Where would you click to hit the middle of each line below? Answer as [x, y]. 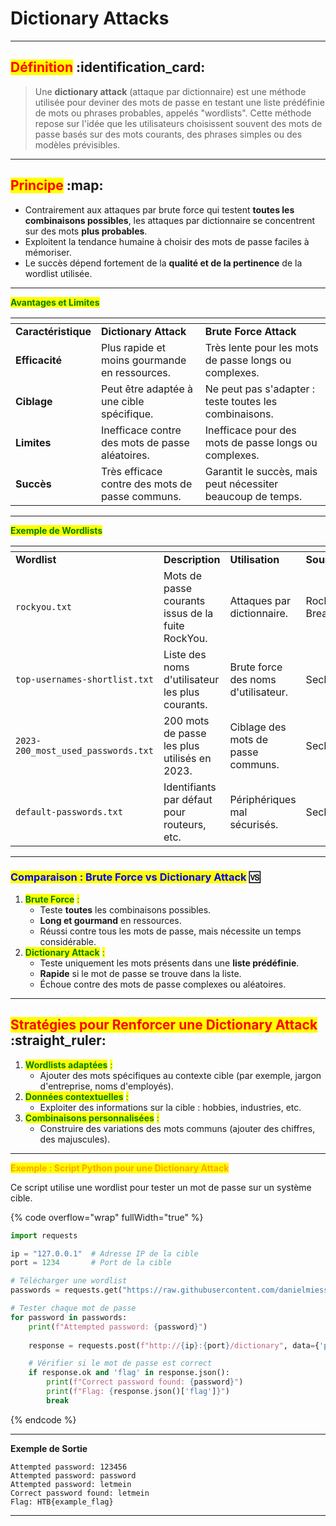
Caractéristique [53, 331]
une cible [123, 401]
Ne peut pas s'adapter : [260, 389]
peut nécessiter [241, 484]
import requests [44, 1235]
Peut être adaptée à [147, 389]
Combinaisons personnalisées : [92, 1118]
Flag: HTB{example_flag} [62, 1502]
